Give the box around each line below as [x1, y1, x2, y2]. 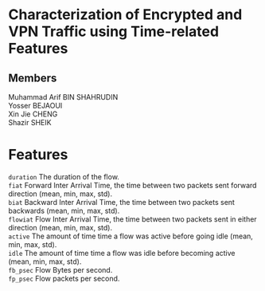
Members [8, 71, 57, 85]
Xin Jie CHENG [8, 109, 58, 119]
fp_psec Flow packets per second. [8, 273, 120, 283]
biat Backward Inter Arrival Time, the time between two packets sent [8, 197, 235, 206]
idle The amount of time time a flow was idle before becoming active [8, 248, 236, 258]
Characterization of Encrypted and [8, 6, 243, 24]
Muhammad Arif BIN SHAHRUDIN [8, 92, 119, 101]
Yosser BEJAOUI [8, 101, 63, 110]
